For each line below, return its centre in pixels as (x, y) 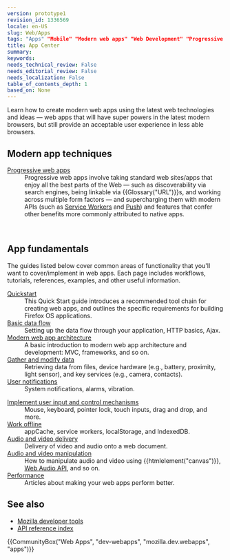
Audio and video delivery (42, 439)
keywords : (21, 59)
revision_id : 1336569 (38, 20)
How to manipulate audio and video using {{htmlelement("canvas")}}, (123, 460)
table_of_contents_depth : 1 (48, 84)
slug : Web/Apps (29, 33)
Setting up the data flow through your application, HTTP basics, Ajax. (123, 330)
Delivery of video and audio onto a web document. (96, 446)
